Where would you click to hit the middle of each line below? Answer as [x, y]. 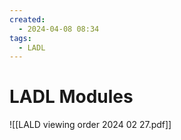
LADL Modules [71, 97]
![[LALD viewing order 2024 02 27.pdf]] [90, 125]
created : [27, 19]
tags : [20, 38]
